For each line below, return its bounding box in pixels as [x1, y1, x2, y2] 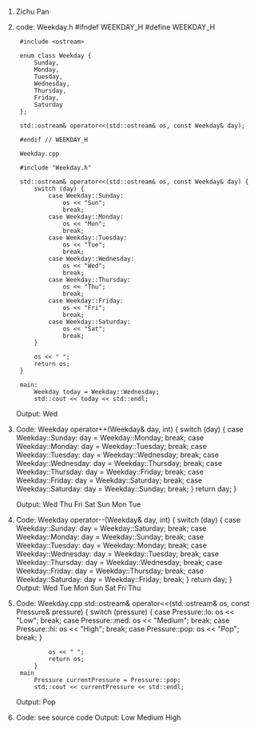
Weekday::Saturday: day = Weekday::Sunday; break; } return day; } [15, 484, 237, 493]
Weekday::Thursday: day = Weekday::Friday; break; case [15, 467, 204, 476]
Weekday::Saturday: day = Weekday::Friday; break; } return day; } [15, 575, 233, 584]
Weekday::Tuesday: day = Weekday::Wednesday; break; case [15, 450, 220, 459]
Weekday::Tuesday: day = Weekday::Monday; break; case [15, 540, 208, 550]
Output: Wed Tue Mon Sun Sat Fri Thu [15, 584, 141, 592]
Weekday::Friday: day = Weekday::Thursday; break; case [15, 566, 204, 576]
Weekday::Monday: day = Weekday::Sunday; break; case [15, 532, 204, 541]
